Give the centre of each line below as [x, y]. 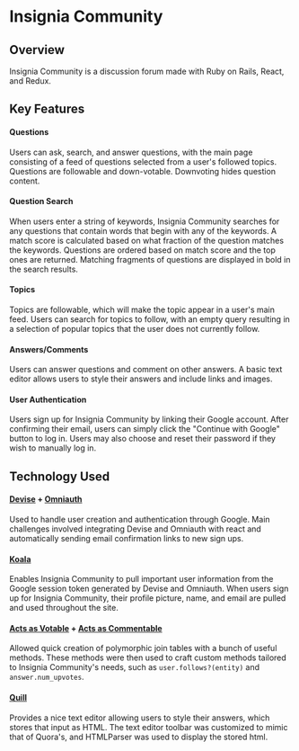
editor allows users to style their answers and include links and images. [141, 379]
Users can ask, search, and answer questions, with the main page [131, 152]
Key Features [47, 109]
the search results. [44, 269]
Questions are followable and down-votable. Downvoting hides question [143, 171]
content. [25, 181]
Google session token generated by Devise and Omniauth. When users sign [149, 589]
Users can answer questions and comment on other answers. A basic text [146, 370]
